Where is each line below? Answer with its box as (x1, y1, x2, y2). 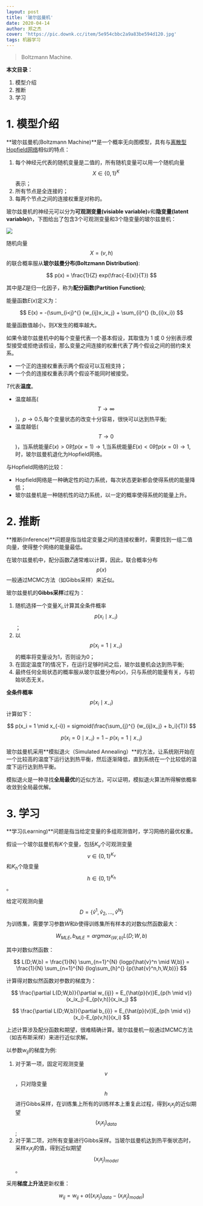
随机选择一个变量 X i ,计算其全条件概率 (14, 601, 107, 611)
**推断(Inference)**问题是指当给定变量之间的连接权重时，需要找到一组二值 (6, 536, 193, 543)
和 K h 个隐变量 (6, 862, 39, 871)
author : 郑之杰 (6, 25, 42, 32)
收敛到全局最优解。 (6, 783, 54, 791)
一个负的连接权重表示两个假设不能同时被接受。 (14, 370, 132, 377)
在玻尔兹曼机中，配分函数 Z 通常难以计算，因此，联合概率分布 (6, 556, 158, 563)
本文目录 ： (6, 66, 33, 73)
